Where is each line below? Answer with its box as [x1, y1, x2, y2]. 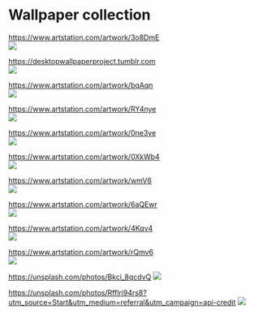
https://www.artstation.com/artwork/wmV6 [8, 175, 153, 185]
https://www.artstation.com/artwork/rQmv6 [8, 247, 154, 257]
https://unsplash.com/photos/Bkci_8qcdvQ [8, 272, 152, 282]
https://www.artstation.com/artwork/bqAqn [8, 80, 153, 90]
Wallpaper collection [8, 6, 151, 24]
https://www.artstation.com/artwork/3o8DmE [8, 32, 160, 42]
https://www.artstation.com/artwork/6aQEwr [8, 199, 158, 209]
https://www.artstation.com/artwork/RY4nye [8, 104, 157, 114]
